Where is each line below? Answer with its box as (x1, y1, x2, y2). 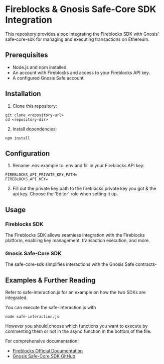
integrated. (5, 295, 28, 301)
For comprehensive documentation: (5, 338, 79, 344)
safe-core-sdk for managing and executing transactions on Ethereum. (5, 36, 149, 42)
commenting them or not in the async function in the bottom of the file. (5, 328, 152, 334)
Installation (5, 90, 41, 98)
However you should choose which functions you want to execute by (5, 323, 148, 329)
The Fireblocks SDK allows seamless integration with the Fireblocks (5, 232, 145, 238)
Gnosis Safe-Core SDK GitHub (12, 353, 76, 359)
